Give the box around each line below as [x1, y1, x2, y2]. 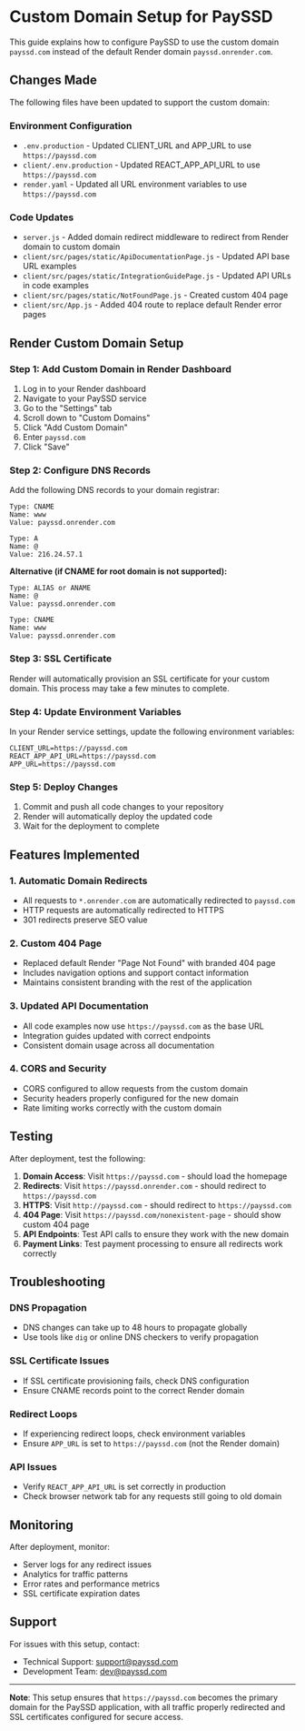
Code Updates [9, 211, 74, 224]
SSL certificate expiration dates [22, 1588, 141, 1598]
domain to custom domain [22, 241, 121, 252]
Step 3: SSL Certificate [9, 652, 113, 665]
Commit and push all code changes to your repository [22, 801, 224, 812]
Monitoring [9, 1517, 74, 1533]
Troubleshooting [9, 1274, 106, 1289]
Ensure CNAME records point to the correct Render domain [22, 1384, 245, 1395]
